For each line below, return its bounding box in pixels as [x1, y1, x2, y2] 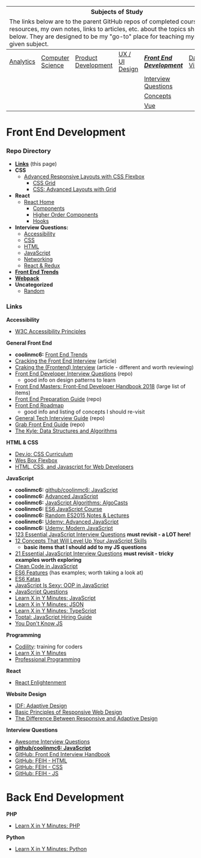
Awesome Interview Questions [14, 738, 90, 745]
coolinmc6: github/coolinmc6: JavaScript [14, 486, 118, 493]
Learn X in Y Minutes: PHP [14, 822, 80, 829]
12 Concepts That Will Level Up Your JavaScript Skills [14, 537, 147, 544]
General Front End [6, 339, 52, 346]
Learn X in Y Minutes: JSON [14, 601, 84, 608]
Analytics [9, 57, 36, 65]
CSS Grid [32, 179, 56, 187]
